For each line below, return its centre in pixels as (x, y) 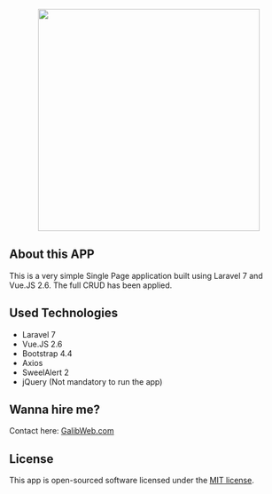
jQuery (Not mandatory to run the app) (92, 381)
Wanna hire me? (54, 410)
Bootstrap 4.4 (47, 353)
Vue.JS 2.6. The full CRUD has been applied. (91, 285)
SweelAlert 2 (45, 372)
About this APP (52, 255)
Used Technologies (63, 313)
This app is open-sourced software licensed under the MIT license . (132, 481)
